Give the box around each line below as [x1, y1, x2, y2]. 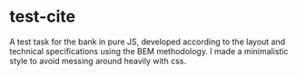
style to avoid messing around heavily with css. [9, 55, 186, 66]
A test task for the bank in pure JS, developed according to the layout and [9, 36, 286, 47]
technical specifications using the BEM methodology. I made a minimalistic [9, 45, 289, 56]
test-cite [9, 6, 75, 27]
